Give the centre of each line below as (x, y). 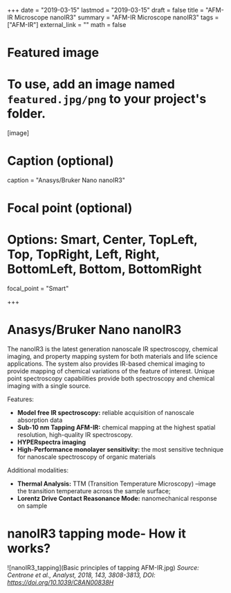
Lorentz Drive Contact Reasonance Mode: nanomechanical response (117, 499)
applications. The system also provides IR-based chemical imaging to (106, 364)
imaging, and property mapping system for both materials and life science (112, 357)
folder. (27, 114)
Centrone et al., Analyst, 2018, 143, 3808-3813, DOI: (81, 575)
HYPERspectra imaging (52, 442)
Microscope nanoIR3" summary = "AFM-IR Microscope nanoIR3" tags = (117, 17)
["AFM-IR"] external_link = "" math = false (67, 25)
